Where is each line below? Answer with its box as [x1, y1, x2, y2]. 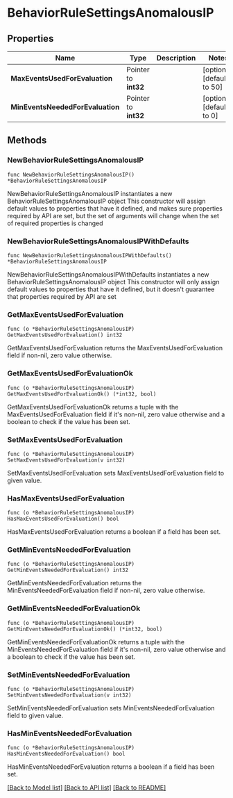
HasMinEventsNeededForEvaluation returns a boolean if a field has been [7, 763, 215, 771]
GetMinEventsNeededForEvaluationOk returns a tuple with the [7, 637, 185, 646]
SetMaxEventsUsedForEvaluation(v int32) [7, 457, 126, 464]
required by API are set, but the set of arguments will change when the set [7, 211, 220, 220]
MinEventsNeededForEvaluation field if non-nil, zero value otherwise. [7, 586, 205, 595]
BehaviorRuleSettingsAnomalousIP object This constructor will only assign [7, 277, 220, 286]
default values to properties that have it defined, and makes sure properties [7, 204, 223, 213]
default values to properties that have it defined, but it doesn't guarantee [7, 285, 215, 293]
